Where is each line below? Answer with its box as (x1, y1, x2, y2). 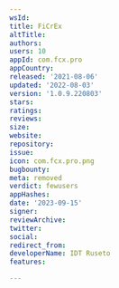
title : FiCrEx (9, 22, 63, 31)
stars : (9, 97, 34, 107)
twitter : (9, 224, 42, 233)
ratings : (9, 106, 42, 115)
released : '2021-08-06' (9, 72, 99, 82)
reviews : (9, 114, 42, 123)
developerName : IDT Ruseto (9, 249, 111, 258)
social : (9, 232, 39, 241)
